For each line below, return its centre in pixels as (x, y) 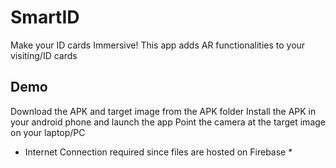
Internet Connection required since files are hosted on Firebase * (158, 152)
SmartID (45, 17)
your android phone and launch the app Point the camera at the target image (168, 122)
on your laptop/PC (48, 132)
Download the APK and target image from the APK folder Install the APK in (163, 111)
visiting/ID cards (44, 55)
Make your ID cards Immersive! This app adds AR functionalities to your (158, 45)
